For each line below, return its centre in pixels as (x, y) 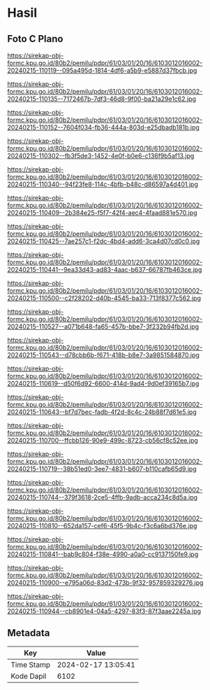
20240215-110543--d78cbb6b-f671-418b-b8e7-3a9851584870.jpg (104, 355)
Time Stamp (31, 665)
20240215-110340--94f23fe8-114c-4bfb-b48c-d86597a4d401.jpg (103, 184)
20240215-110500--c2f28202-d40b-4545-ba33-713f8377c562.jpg (104, 298)
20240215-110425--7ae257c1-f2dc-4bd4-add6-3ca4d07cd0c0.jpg (104, 241)
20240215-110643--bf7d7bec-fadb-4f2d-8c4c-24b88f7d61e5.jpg (102, 412)
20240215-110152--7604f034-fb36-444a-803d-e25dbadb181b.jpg (104, 127)
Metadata (29, 633)
